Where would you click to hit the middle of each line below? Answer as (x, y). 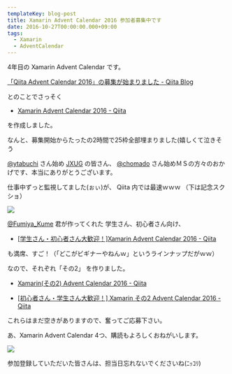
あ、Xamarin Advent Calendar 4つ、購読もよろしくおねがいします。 (105, 335)
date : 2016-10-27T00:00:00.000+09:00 (62, 27)
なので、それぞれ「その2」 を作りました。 (68, 268)
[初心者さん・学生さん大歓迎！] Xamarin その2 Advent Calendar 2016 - (119, 298)
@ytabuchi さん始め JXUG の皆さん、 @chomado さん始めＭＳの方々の (110, 164)
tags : (15, 33)
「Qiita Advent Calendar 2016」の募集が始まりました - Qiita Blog (100, 82)
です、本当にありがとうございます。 (65, 172)
